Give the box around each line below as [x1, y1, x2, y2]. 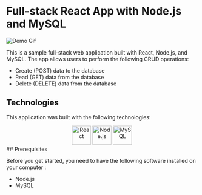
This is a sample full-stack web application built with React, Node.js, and [6, 48, 188, 56]
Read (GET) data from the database [15, 73, 104, 81]
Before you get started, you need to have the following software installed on [6, 157, 196, 164]
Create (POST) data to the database [15, 67, 105, 74]
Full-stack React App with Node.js [6, 4, 182, 18]
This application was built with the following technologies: [6, 113, 151, 121]
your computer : [6, 164, 47, 171]
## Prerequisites [6, 145, 48, 153]
